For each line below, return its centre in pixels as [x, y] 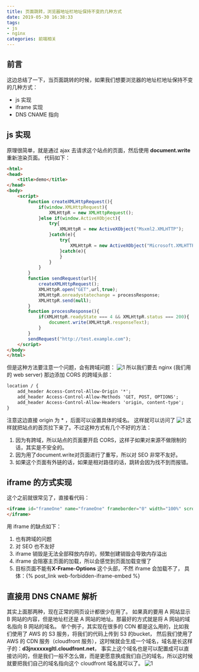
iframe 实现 [29, 107]
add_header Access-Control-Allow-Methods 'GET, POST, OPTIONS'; [98, 397]
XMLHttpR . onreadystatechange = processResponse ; [99, 295]
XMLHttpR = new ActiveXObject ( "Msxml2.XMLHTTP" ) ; [122, 229]
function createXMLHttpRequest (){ [70, 201]
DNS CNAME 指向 [37, 114]
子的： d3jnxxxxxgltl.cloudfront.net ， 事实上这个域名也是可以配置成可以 [95, 648]
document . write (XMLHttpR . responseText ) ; [99, 322]
